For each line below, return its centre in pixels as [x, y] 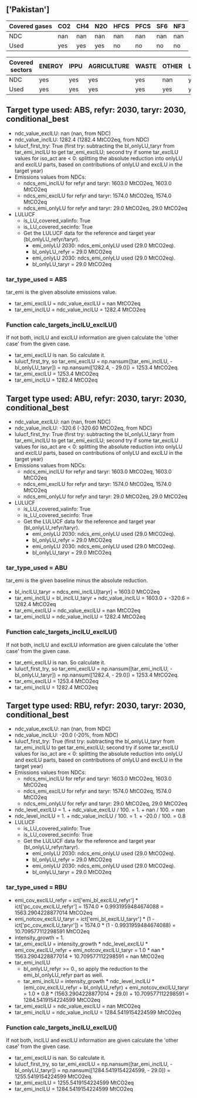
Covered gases [31, 26]
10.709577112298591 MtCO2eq [52, 931]
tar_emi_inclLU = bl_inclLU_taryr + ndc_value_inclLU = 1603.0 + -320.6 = [102, 598]
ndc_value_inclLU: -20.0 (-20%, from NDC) [67, 735]
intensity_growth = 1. [39, 937]
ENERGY [51, 66]
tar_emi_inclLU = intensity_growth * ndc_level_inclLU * [89, 981]
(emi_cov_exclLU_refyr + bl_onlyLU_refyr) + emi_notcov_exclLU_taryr [106, 987]
